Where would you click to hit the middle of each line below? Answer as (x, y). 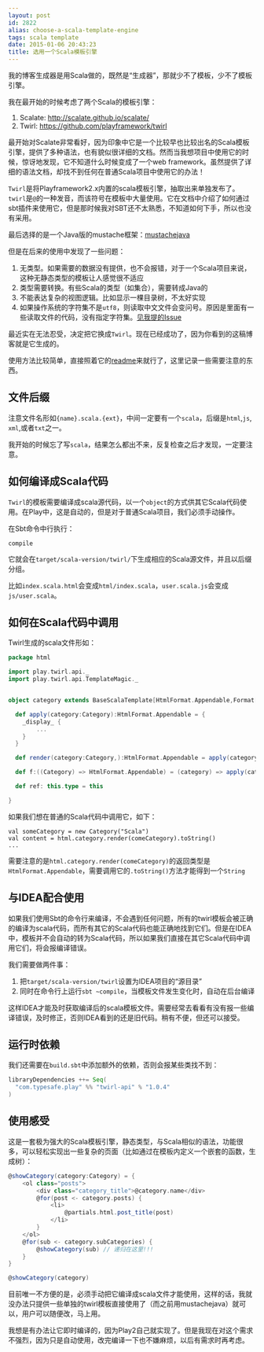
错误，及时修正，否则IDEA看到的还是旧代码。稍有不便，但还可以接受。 (129, 1017)
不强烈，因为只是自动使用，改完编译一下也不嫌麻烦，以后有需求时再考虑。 (128, 1340)
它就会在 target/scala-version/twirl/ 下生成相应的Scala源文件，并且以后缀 (130, 558)
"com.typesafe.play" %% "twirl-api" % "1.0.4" (93, 1087)
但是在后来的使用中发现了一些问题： (67, 251)
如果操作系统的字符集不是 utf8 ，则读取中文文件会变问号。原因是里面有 (133, 307)
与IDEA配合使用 (46, 898)
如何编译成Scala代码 (58, 482)
